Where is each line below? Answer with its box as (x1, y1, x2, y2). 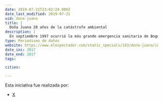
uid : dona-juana (5, 16, 38, 21)
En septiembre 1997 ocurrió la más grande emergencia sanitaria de (9, 34, 149, 39)
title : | (5, 20, 23, 25)
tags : (5, 56, 16, 61)
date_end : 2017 (5, 51, 36, 57)
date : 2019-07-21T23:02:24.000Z (5, 7, 70, 12)
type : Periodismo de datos (5, 38, 60, 43)
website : (5, 43, 23, 48)
